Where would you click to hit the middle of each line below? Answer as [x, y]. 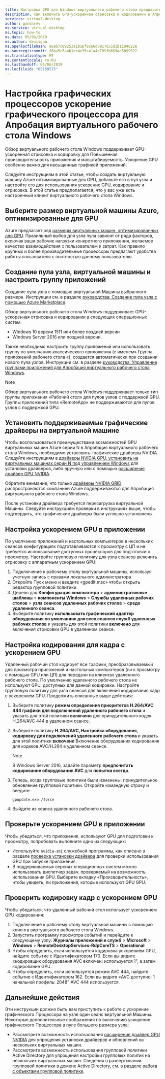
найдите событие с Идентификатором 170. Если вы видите [74, 956]
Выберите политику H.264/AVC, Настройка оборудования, [75, 730]
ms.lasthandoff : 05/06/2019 [34, 65]
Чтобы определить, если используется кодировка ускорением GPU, [84, 950]
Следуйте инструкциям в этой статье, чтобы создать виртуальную [75, 174]
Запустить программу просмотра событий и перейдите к [73, 935]
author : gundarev [23, 23]
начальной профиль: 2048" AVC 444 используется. [66, 982]
